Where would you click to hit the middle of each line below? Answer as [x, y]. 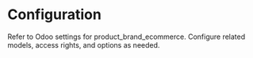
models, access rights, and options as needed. [84, 44]
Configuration [55, 15]
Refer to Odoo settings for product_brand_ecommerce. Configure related [126, 37]
